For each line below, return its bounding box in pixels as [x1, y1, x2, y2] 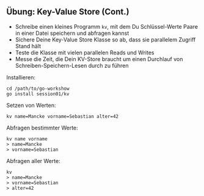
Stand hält [15, 42, 42, 49]
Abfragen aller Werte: [6, 157, 60, 164]
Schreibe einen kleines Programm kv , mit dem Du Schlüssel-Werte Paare [15, 23, 199, 30]
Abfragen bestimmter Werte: [6, 124, 78, 131]
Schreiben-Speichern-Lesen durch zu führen [15, 62, 129, 69]
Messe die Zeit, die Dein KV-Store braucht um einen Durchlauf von [15, 55, 183, 62]
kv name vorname [6, 136, 48, 142]
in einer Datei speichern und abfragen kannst [15, 29, 129, 37]
